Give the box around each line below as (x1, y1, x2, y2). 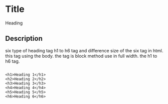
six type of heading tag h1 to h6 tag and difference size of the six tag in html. (5, 47, 163, 53)
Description (5, 34, 43, 43)
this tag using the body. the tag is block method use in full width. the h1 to (5, 53, 157, 59)
